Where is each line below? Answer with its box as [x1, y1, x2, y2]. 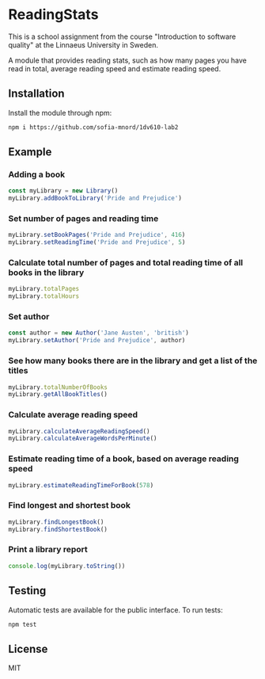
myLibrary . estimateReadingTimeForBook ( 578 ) [8, 481, 154, 489]
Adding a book [8, 169, 66, 180]
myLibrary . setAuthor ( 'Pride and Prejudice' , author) [8, 337, 186, 345]
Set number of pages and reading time [8, 212, 159, 223]
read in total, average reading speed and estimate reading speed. [8, 63, 221, 73]
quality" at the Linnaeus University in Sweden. [8, 40, 159, 49]
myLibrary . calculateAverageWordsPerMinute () [8, 434, 157, 443]
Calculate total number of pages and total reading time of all [8, 257, 244, 269]
